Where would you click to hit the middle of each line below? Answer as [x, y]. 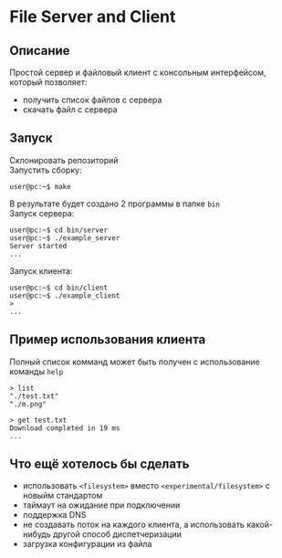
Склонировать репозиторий [64, 160]
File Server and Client [93, 17]
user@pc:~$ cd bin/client [58, 288]
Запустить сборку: [46, 170]
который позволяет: [48, 82]
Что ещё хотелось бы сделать [99, 464]
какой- [260, 525]
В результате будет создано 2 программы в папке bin [115, 204]
